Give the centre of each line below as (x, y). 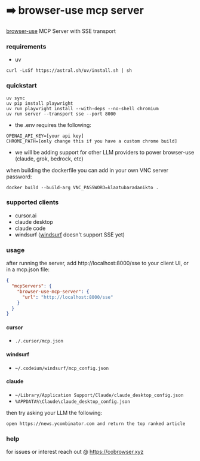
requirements (26, 46)
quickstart (21, 86)
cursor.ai (26, 216)
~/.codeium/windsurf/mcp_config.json (62, 368)
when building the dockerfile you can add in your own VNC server (87, 170)
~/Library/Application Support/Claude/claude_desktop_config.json (99, 395)
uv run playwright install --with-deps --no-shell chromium (83, 108)
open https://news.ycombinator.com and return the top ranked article (96, 424)
